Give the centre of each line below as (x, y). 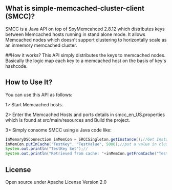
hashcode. (16, 66)
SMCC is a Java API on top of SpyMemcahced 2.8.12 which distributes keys (85, 29)
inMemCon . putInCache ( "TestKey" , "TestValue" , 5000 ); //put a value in (81, 144)
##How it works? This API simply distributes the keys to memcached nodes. (85, 55)
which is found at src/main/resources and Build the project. (68, 120)
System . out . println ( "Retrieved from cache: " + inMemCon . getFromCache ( (81, 154)
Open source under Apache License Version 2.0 (56, 182)
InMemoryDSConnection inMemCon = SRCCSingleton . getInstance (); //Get (80, 139)
